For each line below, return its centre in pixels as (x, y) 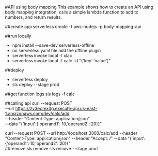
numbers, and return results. (33, 17)
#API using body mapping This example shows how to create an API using (79, 7)
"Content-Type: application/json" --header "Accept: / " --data (66, 138)
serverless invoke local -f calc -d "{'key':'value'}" (61, 61)
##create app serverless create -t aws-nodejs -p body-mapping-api (73, 27)
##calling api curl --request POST (39, 103)
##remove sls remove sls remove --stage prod (51, 149)
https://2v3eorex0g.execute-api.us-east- (56, 108)
